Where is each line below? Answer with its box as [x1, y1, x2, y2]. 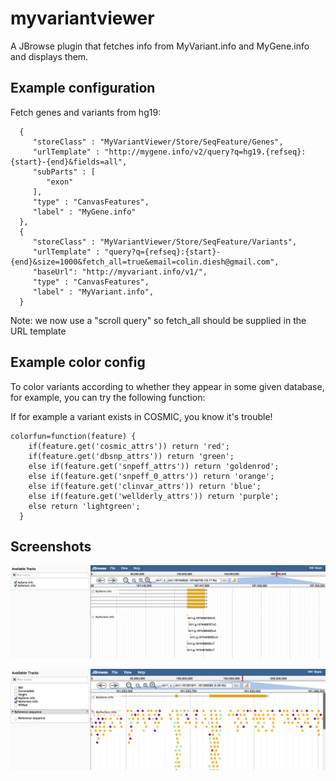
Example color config [10, 354, 146, 371]
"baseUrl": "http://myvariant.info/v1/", [32, 267, 208, 277]
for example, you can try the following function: [10, 391, 206, 403]
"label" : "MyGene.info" [32, 207, 137, 217]
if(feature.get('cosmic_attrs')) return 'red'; [28, 441, 230, 451]
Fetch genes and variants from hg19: [10, 106, 162, 118]
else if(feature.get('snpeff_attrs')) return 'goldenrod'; [28, 461, 280, 471]
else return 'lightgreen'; [28, 501, 141, 511]
